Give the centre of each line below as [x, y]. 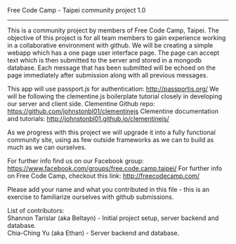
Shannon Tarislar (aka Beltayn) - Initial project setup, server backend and [113, 218]
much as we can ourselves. [47, 147]
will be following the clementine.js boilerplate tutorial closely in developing [115, 96]
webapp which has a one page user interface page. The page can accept [113, 53]
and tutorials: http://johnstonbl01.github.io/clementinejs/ [88, 118]
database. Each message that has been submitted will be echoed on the [112, 68]
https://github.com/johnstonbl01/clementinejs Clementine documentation [113, 111]
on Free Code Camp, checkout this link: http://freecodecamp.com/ [104, 176]
